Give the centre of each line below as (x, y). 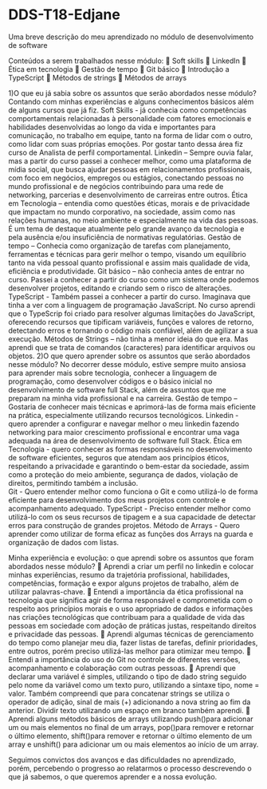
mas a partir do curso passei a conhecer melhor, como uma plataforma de (130, 160)
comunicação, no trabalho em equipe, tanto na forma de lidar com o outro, (131, 135)
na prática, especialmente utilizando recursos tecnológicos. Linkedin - (124, 415)
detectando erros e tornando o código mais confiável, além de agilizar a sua (133, 330)
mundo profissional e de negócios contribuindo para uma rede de (116, 186)
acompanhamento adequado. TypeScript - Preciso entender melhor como (130, 508)
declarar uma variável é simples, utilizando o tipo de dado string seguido (128, 677)
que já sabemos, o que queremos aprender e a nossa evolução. (113, 776)
